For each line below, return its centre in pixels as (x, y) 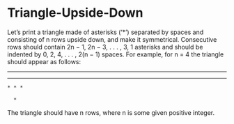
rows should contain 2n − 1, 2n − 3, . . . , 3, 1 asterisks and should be (105, 47)
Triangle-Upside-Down (76, 13)
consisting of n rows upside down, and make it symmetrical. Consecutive (112, 39)
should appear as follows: (44, 61)
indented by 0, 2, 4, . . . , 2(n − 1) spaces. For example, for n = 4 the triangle (116, 54)
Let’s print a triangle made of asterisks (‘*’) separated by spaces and (106, 32)
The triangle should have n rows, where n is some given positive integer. (111, 112)
